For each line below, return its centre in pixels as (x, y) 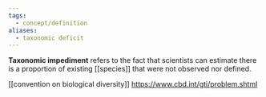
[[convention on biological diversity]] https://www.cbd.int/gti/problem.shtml (133, 84)
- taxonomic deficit (50, 38)
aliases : (23, 30)
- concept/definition (52, 23)
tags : (17, 16)
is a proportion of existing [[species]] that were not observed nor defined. (130, 69)
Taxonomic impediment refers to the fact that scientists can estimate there (133, 60)
